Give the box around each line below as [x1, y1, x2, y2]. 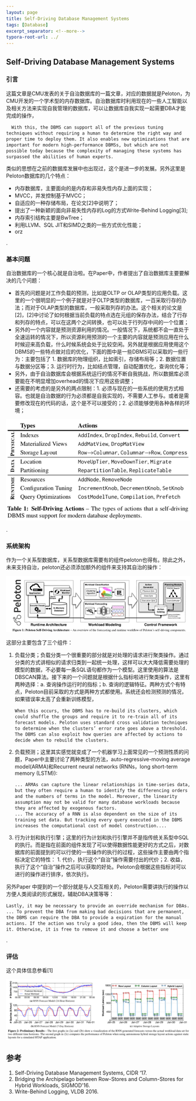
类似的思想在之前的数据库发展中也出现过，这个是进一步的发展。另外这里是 [6, 165, 185, 172]
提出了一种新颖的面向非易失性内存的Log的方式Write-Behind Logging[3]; [14, 206, 188, 214]
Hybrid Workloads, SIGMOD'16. [14, 1082, 91, 1089]
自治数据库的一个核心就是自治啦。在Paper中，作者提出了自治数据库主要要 [6, 270, 184, 277]
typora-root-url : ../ [6, 34, 59, 41]
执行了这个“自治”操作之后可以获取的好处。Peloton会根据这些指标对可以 [14, 864, 187, 871]
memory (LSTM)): [14, 770, 58, 777]
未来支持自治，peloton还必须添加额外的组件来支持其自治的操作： [6, 563, 163, 570]
